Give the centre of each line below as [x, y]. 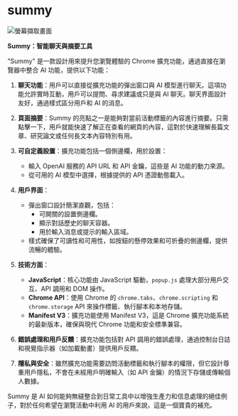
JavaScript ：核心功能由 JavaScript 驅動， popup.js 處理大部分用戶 [125, 279]
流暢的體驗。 [47, 249]
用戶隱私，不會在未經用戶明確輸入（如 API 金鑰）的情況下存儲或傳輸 [124, 372]
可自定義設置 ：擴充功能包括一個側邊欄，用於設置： [92, 151]
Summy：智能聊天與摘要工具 [50, 46]
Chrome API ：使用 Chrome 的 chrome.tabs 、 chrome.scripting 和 [123, 297]
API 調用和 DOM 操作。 [75, 288]
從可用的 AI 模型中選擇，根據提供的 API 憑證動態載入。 [108, 175]
